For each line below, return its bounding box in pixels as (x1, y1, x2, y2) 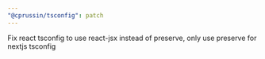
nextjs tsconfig (7, 41, 56, 51)
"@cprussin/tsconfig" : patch (7, 11, 104, 20)
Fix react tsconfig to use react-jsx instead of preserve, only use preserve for (7, 33, 257, 42)
